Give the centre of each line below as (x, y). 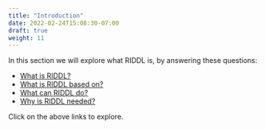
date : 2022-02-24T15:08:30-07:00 (64, 23)
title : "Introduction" (46, 16)
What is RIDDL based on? (61, 84)
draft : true (28, 30)
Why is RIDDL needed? (57, 101)
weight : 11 (26, 38)
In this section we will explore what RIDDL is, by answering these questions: (133, 61)
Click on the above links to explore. (66, 117)
